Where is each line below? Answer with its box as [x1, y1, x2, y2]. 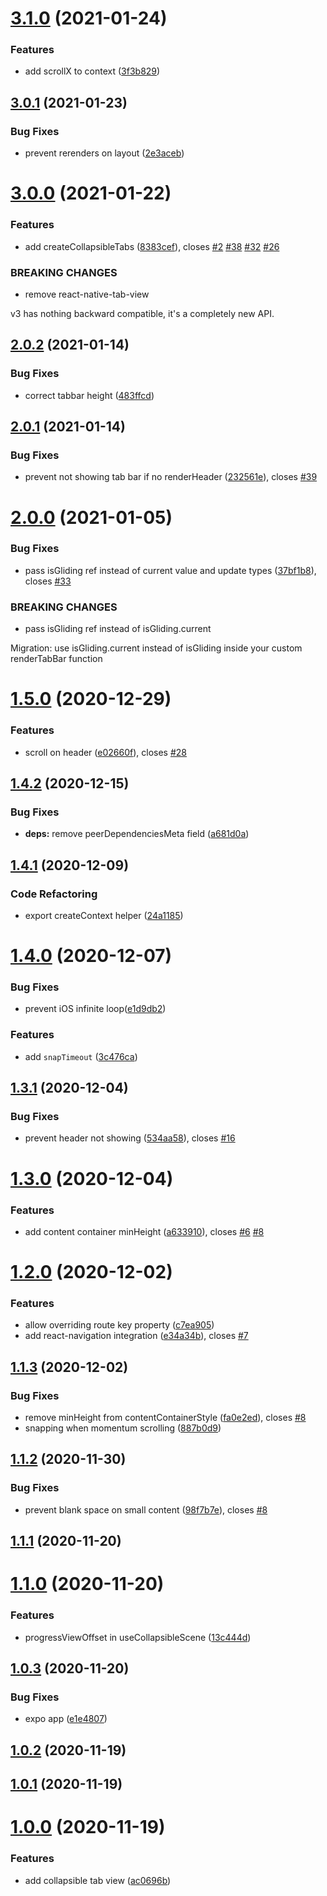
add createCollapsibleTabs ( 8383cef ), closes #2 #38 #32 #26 [24, 240, 280, 252]
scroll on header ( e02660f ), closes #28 [24, 746, 188, 758]
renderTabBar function [10, 653, 103, 665]
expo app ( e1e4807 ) [24, 1713, 108, 1725]
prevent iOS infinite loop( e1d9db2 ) [24, 1003, 167, 1015]
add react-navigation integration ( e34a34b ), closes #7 [24, 1330, 249, 1342]
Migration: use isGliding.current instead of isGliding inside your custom [10, 642, 303, 654]
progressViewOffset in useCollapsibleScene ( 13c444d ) [24, 1631, 252, 1643]
